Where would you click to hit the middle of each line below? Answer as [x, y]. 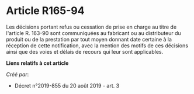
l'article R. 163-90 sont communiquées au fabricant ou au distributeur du [93, 33]
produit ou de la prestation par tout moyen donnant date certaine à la [89, 39]
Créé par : [18, 74]
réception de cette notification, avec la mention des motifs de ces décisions [97, 46]
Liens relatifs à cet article [37, 63]
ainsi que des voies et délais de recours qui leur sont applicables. [85, 51]
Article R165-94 [45, 11]
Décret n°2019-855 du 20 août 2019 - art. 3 [67, 85]
